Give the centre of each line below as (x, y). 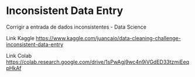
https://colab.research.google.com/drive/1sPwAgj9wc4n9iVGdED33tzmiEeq (97, 62)
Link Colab (19, 55)
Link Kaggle (20, 38)
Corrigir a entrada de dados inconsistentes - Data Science (76, 27)
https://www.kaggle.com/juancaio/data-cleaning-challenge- (109, 38)
